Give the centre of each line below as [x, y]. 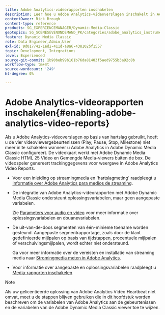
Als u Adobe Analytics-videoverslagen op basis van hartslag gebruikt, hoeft [82, 137]
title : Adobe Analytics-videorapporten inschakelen [59, 10]
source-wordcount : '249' [30, 69]
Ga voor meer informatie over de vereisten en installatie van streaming [83, 252]
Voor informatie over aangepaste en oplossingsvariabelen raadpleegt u [84, 267]
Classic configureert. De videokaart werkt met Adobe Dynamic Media [75, 153]
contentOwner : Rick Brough [33, 19]
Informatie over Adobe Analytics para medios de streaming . [72, 183]
